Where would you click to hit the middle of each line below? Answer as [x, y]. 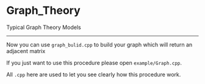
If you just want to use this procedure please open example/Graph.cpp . [94, 63]
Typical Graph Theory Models [44, 27]
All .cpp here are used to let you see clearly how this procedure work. [94, 74]
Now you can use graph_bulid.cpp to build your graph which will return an [99, 44]
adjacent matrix [26, 51]
